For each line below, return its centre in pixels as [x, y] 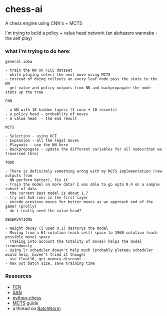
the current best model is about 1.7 [49, 193]
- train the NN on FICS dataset [39, 70]
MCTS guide [25, 303]
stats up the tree [24, 92]
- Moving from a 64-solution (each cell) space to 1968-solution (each [81, 233]
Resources [18, 276]
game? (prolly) [21, 207]
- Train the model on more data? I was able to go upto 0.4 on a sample [82, 185]
